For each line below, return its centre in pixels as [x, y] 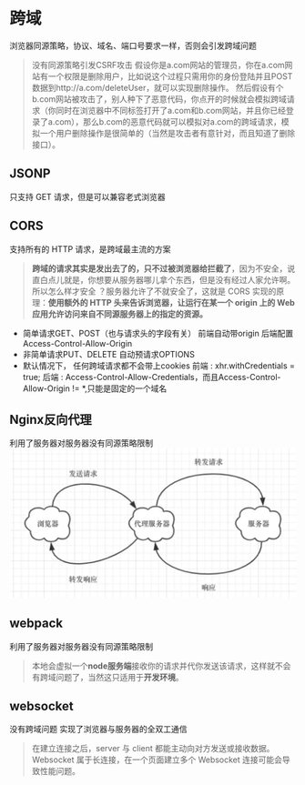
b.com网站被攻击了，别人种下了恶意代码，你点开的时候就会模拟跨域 [159, 99]
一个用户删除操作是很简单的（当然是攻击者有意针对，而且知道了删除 [168, 133]
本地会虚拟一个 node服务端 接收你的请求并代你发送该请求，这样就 [153, 666]
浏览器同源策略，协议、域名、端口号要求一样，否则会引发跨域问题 [133, 45]
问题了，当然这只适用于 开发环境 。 [120, 677]
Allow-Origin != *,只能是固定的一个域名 [95, 388]
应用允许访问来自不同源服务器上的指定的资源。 [119, 314]
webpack [36, 624]
